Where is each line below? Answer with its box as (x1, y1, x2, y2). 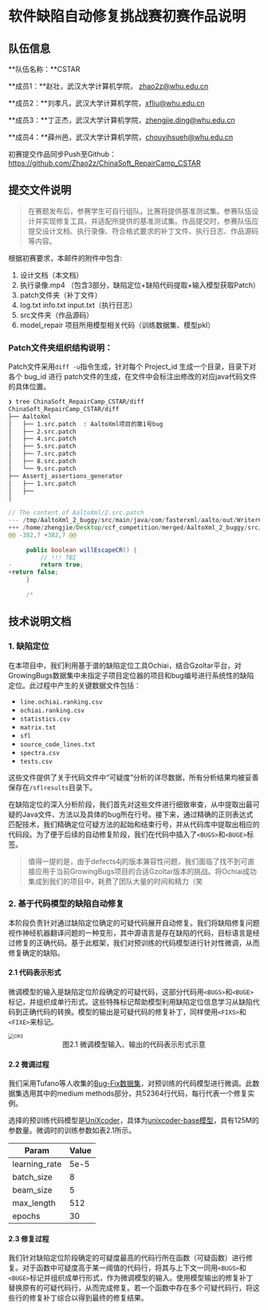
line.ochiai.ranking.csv (19, 697, 103, 706)
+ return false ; (8, 569, 59, 577)
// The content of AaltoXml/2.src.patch (8, 509, 145, 517)
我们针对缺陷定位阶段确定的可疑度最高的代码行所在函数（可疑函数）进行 (8, 1253, 246, 1263)
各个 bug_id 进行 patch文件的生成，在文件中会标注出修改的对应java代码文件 (8, 372, 258, 381)
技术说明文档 (8, 615, 72, 629)
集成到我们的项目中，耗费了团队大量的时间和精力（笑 (27, 877, 203, 886)
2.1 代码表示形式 (8, 968, 61, 977)
